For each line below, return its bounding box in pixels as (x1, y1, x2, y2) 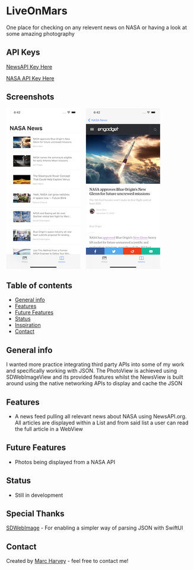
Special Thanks (6, 509, 65, 519)
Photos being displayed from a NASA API (14, 458, 116, 465)
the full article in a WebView (14, 426, 83, 432)
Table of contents (6, 281, 72, 291)
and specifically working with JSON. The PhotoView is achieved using (6, 367, 177, 374)
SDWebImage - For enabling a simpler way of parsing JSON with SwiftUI (6, 524, 183, 531)
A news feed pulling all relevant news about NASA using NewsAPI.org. (14, 413, 187, 420)
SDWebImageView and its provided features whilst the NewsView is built (6, 373, 184, 381)
